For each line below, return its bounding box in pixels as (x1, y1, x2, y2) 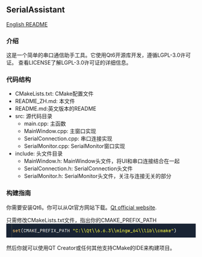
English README (6, 20, 48, 28)
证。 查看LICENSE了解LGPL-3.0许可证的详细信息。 (6, 59, 132, 66)
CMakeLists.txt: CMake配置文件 (14, 90, 94, 98)
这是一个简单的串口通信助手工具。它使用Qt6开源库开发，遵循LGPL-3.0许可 (6, 52, 191, 59)
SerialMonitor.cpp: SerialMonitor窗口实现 (23, 143, 125, 150)
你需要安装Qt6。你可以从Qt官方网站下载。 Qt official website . (6, 204, 158, 211)
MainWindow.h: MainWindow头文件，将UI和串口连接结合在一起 (23, 158, 180, 165)
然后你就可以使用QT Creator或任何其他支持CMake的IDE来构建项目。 (6, 244, 176, 252)
